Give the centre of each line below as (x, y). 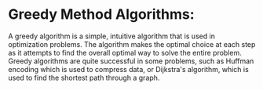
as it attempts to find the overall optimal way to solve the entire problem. (125, 52)
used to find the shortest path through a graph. (84, 77)
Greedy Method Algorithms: (101, 14)
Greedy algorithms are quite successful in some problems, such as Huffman (131, 61)
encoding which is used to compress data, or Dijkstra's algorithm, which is (128, 69)
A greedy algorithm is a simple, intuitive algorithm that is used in (112, 36)
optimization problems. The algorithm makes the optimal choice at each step (132, 44)
